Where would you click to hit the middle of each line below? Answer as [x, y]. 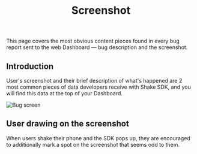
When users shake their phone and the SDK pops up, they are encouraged [98, 138]
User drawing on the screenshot [68, 124]
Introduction [30, 66]
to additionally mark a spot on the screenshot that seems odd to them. [93, 144]
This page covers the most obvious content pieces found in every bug [93, 41]
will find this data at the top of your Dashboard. [65, 93]
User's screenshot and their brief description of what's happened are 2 [94, 81]
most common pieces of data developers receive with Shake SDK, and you [98, 87]
